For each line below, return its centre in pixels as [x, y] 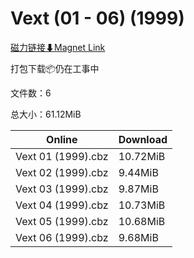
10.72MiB [142, 156]
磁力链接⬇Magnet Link [58, 47]
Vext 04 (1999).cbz [62, 205]
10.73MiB [142, 205]
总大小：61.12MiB [46, 114]
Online [62, 139]
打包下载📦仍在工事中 [55, 68]
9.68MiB [138, 237]
